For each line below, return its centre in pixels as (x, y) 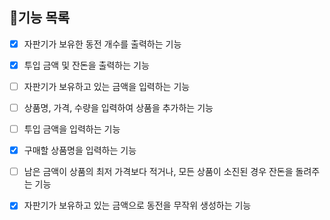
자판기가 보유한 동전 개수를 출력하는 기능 (102, 44)
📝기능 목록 (40, 18)
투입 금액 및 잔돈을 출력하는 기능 (86, 65)
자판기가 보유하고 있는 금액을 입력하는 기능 (107, 86)
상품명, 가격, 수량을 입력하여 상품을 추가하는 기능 (118, 107)
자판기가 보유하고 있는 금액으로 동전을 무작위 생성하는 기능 (137, 205)
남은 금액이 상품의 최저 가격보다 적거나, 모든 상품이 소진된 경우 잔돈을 (158, 172)
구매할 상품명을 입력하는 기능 (80, 150)
